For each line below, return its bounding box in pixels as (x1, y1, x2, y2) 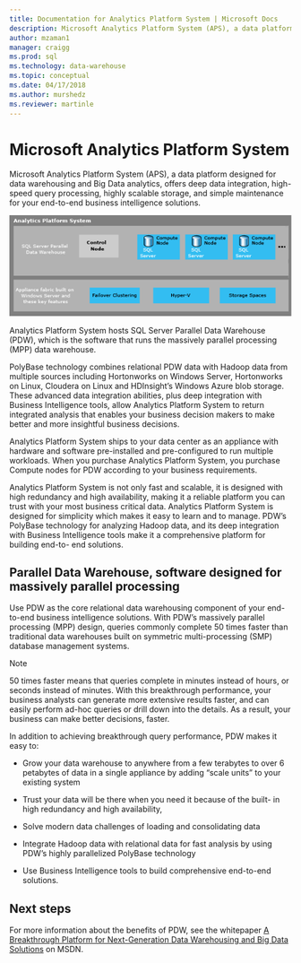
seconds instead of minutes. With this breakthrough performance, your (9, 685, 271, 696)
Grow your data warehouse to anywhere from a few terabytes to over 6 (21, 758, 285, 768)
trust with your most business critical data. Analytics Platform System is (9, 500, 274, 511)
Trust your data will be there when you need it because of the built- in (21, 794, 280, 805)
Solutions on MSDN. (9, 944, 83, 955)
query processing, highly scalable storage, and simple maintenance (34, 188, 284, 199)
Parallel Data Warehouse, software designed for (9, 565, 282, 580)
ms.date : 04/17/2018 (9, 81, 87, 90)
